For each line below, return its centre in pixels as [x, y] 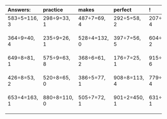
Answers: [19, 10]
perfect [123, 10]
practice [53, 10]
